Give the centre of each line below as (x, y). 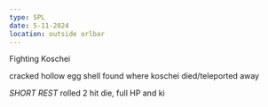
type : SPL (28, 17)
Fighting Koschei (40, 59)
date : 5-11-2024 (39, 26)
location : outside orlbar (57, 34)
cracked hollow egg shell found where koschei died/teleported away (134, 76)
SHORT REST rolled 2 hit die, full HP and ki (87, 93)
